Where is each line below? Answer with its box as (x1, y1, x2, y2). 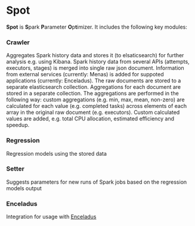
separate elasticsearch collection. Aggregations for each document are (6, 83, 181, 91)
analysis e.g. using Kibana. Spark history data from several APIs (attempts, (6, 58, 190, 66)
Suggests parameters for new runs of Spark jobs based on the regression (6, 178, 187, 185)
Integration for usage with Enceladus (6, 213, 97, 221)
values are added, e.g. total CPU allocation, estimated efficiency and (6, 115, 175, 122)
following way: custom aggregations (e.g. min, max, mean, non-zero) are (6, 96, 185, 103)
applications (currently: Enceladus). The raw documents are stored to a (6, 77, 181, 84)
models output (6, 184, 42, 191)
